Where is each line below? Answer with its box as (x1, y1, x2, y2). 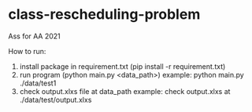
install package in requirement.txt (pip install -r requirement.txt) (19, 61, 226, 71)
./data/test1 (19, 78, 57, 88)
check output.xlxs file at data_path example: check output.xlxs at (19, 86, 231, 96)
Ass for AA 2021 (8, 31, 61, 41)
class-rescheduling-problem (8, 5, 201, 23)
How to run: (8, 46, 46, 56)
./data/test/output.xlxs (19, 95, 92, 104)
